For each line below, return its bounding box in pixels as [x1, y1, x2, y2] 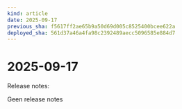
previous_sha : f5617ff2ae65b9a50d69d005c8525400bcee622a [7, 23, 176, 30]
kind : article [7, 10, 49, 17]
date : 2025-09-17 [7, 17, 58, 23]
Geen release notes [7, 95, 63, 103]
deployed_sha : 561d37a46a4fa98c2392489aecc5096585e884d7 [7, 29, 176, 37]
